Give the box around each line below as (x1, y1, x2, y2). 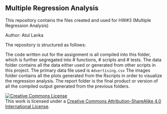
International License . (5, 103, 50, 109)
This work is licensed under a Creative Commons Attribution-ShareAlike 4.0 (5, 98, 161, 104)
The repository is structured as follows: (5, 42, 86, 48)
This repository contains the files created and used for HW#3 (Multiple (5, 17, 151, 23)
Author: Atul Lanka (5, 32, 44, 38)
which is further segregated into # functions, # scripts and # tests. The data (5, 57, 162, 63)
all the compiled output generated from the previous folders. (5, 83, 130, 89)
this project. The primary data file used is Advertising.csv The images (5, 67, 150, 73)
